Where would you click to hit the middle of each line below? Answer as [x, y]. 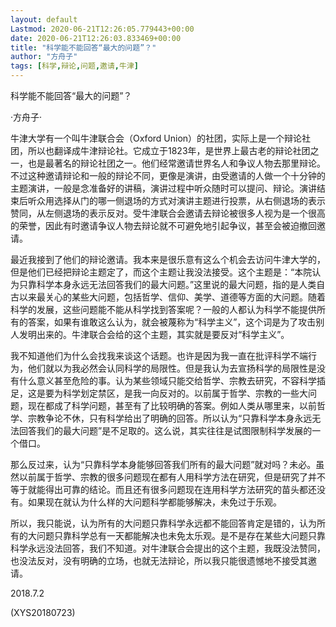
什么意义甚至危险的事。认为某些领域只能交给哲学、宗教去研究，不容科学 [167, 380]
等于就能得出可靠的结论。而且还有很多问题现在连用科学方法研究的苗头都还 [163, 489]
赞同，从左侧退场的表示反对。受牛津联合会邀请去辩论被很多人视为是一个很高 [168, 213]
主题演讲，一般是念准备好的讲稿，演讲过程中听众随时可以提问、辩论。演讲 [163, 188]
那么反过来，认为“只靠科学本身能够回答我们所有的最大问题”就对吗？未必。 [163, 464]
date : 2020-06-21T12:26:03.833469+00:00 [96, 38]
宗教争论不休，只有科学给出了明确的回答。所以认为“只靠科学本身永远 [170, 418]
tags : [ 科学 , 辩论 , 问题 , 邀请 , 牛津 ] [74, 66]
